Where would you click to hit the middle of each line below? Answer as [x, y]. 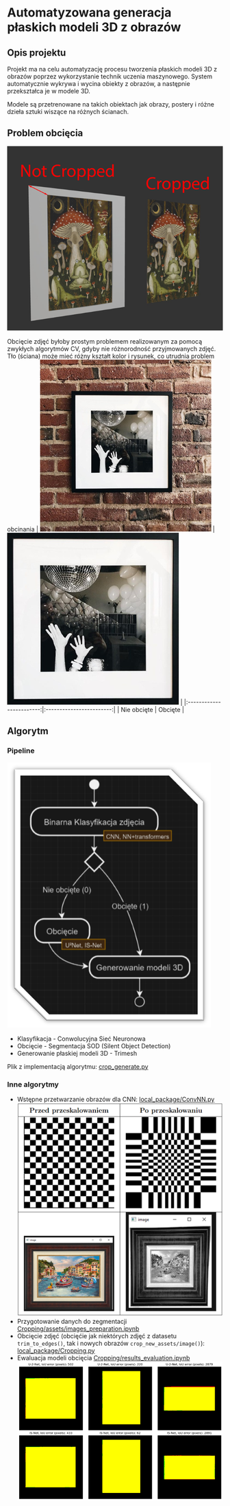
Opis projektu [37, 53]
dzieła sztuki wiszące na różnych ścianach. [68, 112]
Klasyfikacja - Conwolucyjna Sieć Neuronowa [81, 1039]
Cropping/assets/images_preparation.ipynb [78, 1329]
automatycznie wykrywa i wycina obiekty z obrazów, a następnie [99, 84]
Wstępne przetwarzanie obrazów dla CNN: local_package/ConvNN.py [116, 1099]
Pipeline [21, 751]
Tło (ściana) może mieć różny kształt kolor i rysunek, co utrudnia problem [111, 356]
